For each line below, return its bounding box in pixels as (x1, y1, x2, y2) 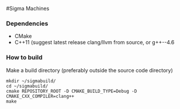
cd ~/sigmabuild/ (6, 83, 49, 89)
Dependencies (6, 19, 49, 27)
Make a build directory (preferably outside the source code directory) (6, 66, 174, 73)
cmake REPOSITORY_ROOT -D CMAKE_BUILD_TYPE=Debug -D (6, 88, 137, 94)
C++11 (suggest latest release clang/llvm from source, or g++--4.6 (14, 39, 175, 46)
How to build (6, 54, 43, 62)
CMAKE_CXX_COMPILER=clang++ (6, 93, 75, 99)
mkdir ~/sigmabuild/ (6, 78, 57, 84)
